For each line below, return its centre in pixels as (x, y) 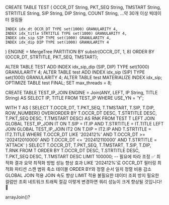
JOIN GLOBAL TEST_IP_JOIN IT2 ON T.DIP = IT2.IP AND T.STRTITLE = (78, 129)
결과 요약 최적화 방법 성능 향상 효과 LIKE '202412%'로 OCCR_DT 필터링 (85, 163)
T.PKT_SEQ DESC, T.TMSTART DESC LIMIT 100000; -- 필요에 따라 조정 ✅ (80, 156)
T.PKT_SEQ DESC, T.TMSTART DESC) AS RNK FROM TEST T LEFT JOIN (80, 118)
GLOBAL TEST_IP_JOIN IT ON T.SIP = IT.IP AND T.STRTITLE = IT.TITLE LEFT (84, 124)
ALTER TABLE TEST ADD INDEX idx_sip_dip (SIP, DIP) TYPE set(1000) (77, 67)
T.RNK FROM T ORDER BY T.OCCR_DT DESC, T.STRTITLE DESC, (72, 150)
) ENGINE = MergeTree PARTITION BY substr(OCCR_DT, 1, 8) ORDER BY (80, 52)
